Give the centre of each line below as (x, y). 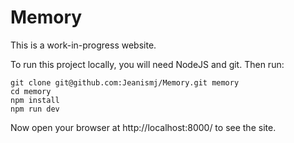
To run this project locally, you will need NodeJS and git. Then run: (147, 64)
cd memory (31, 91)
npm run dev (35, 109)
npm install (35, 100)
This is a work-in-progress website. (83, 45)
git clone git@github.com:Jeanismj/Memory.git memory (125, 82)
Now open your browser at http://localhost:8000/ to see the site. (143, 127)
